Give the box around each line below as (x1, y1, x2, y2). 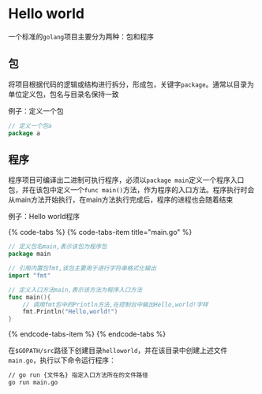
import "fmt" (8, 271, 51, 280)
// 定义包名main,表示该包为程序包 (8, 243, 107, 251)
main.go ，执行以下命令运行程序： (8, 355, 117, 365)
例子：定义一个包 (8, 106, 64, 115)
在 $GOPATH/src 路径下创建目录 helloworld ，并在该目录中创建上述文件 (8, 346, 228, 355)
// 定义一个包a (8, 121, 53, 130)
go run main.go (8, 379, 58, 387)
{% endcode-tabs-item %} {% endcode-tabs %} (8, 329, 167, 339)
